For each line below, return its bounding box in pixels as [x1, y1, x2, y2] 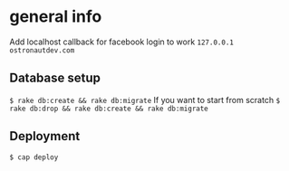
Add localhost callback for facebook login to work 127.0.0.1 [9, 36, 234, 47]
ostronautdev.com [9, 45, 75, 55]
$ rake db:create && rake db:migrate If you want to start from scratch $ [9, 94, 281, 105]
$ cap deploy [9, 152, 59, 162]
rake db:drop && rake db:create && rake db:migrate [9, 104, 208, 113]
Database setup [9, 71, 101, 86]
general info [9, 6, 102, 27]
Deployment [9, 128, 81, 144]
